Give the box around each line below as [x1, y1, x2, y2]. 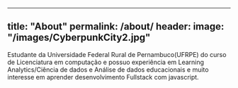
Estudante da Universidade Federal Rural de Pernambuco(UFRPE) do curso [7, 50, 227, 58]
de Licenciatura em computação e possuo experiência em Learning [7, 58, 204, 66]
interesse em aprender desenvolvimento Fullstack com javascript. [7, 73, 200, 81]
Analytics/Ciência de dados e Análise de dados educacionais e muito [7, 65, 209, 74]
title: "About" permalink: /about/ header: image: [7, 20, 225, 32]
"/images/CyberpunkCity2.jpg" [7, 32, 151, 44]
